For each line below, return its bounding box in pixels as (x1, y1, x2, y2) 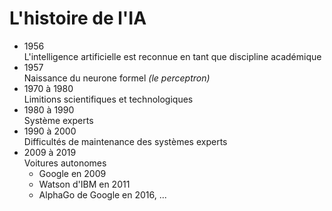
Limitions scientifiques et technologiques (23, 93, 194, 105)
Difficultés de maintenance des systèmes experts (23, 135, 228, 147)
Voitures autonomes (23, 157, 107, 169)
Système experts (23, 114, 94, 126)
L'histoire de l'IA (9, 7, 147, 30)
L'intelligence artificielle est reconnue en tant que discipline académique (23, 50, 322, 62)
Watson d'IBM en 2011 (38, 178, 131, 190)
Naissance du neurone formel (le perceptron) (23, 72, 211, 84)
